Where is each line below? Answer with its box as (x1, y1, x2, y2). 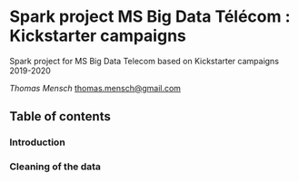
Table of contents (9, 109, 111, 124)
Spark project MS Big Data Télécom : (9, 6, 291, 27)
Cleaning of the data (9, 160, 102, 173)
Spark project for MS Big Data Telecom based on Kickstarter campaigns (9, 55, 280, 66)
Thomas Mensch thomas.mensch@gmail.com (9, 82, 182, 93)
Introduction (9, 136, 65, 148)
